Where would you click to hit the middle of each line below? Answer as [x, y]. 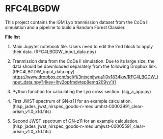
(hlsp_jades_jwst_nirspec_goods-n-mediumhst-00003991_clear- [78, 106]
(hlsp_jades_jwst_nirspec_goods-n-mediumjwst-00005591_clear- [79, 126]
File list [13, 37]
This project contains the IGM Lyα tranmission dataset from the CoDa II [77, 22]
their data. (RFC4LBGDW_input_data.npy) [54, 52]
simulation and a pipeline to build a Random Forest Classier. [65, 27]
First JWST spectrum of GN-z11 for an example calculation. [72, 101]
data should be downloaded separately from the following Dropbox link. [84, 66]
